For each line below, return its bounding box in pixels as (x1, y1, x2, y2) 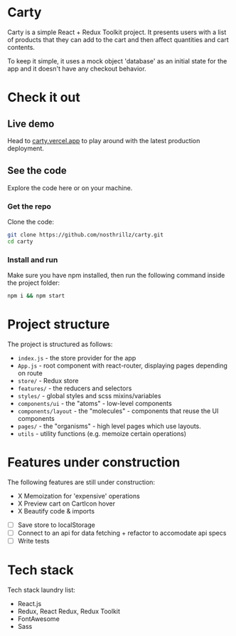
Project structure (7, 316, 110, 333)
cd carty (7, 238, 33, 245)
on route (17, 368, 43, 377)
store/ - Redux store (17, 376, 79, 385)
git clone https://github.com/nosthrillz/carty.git (7, 231, 163, 239)
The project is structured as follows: (7, 340, 113, 348)
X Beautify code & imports (17, 506, 95, 515)
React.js (17, 599, 42, 608)
